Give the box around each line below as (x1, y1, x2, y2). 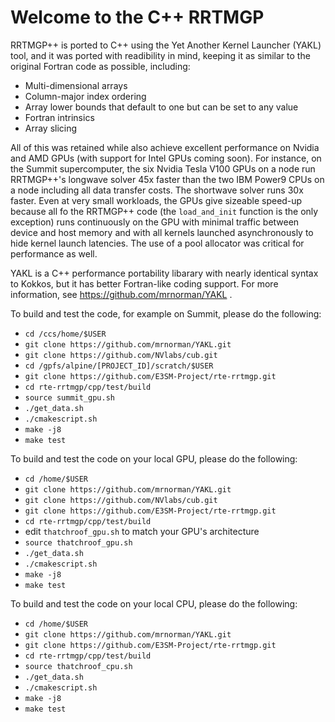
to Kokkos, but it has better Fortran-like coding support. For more (10, 277, 279, 290)
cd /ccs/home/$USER (24, 329, 107, 339)
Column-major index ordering (24, 90, 147, 102)
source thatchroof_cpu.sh (24, 661, 133, 671)
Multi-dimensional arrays (24, 79, 128, 91)
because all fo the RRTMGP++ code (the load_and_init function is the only (10, 205, 319, 217)
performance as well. (10, 247, 98, 260)
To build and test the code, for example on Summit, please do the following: (10, 307, 322, 320)
